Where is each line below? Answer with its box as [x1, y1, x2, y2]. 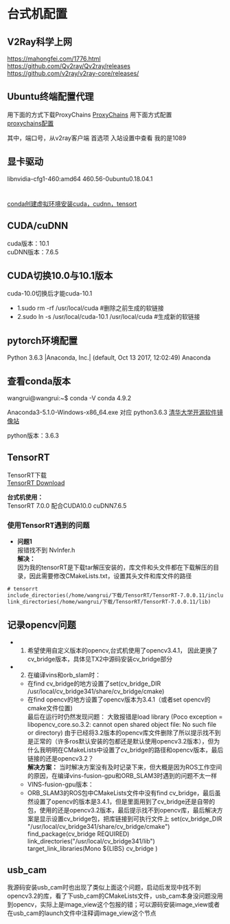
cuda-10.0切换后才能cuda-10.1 [7, 289, 93, 298]
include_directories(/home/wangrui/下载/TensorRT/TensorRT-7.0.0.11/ [7, 592, 208, 599]
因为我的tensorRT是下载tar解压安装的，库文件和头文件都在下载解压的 [16, 563, 214, 572]
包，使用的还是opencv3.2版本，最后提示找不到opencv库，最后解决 [27, 805, 218, 814]
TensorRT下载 [7, 471, 47, 479]
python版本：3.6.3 [7, 431, 60, 440]
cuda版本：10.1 [7, 239, 49, 247]
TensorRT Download [7, 478, 65, 486]
